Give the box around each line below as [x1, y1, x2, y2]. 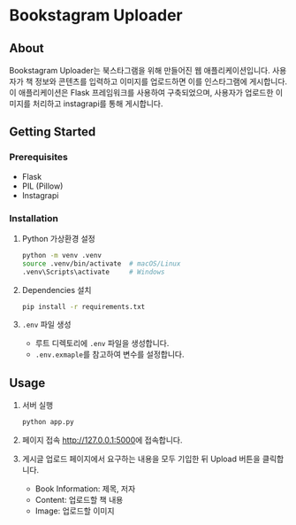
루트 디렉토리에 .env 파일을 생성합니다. [34, 338, 170, 349]
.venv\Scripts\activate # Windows [21, 267, 165, 276]
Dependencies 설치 [21, 284, 92, 295]
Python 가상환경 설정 [21, 233, 95, 243]
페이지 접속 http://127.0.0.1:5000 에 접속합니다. [21, 435, 183, 445]
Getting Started [9, 125, 96, 140]
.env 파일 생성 [21, 320, 72, 330]
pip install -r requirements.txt [21, 302, 146, 311]
